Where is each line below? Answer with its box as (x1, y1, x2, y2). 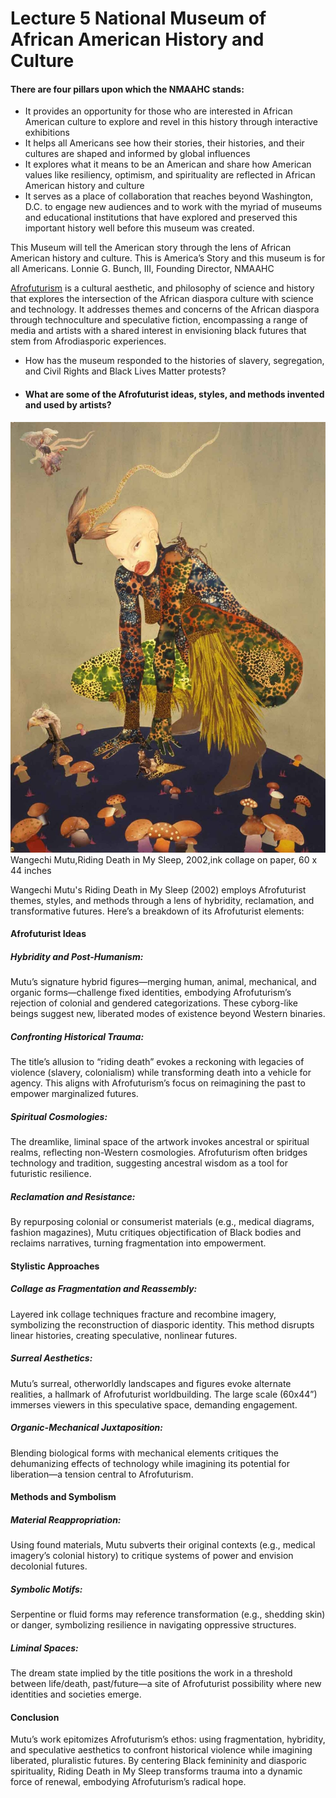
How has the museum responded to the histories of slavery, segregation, (24, 355, 325, 367)
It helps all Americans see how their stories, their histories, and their (24, 137, 305, 149)
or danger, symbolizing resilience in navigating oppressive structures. (10, 1619, 297, 1631)
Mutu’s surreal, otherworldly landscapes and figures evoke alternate (10, 1377, 292, 1389)
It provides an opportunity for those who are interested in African (24, 105, 293, 117)
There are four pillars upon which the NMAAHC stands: (10, 83, 245, 95)
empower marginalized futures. (10, 1088, 139, 1100)
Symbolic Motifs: (10, 1583, 83, 1595)
